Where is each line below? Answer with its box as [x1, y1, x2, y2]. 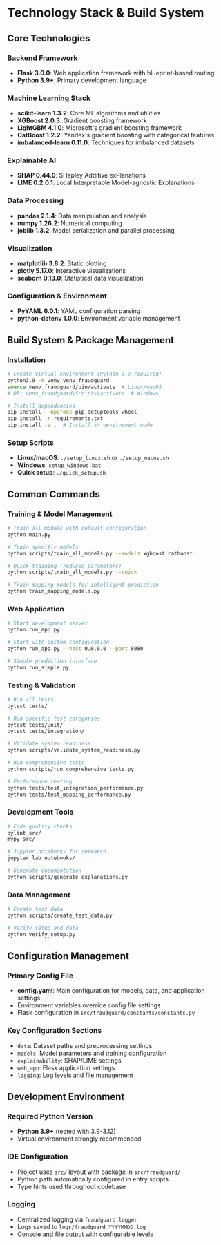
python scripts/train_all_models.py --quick [7, 569, 137, 576]
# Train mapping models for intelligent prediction [7, 582, 159, 589]
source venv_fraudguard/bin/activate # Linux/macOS [7, 383, 162, 390]
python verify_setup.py [7, 931, 76, 938]
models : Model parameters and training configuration [17, 1049, 167, 1057]
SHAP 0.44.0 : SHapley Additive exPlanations [17, 171, 146, 180]
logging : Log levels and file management [17, 1071, 133, 1079]
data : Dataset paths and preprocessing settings [17, 1041, 153, 1049]
